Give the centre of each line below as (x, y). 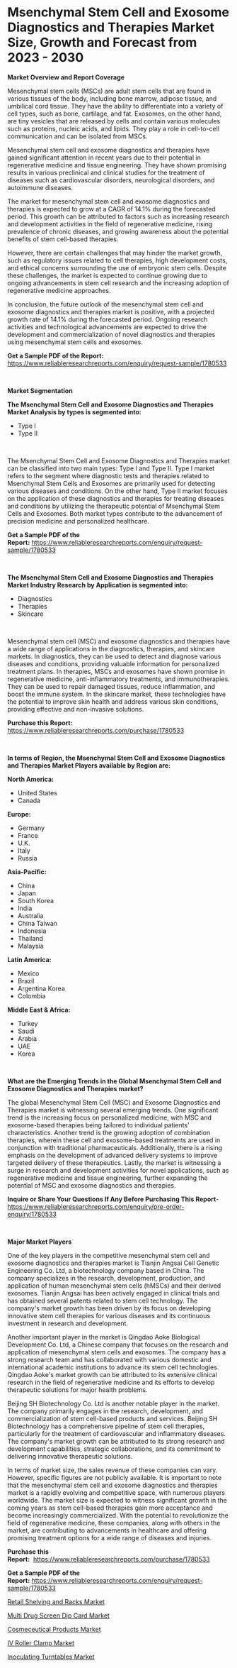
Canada (29, 800)
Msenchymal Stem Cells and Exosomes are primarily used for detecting (111, 483)
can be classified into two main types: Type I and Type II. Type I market (111, 468)
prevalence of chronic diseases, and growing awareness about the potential (118, 231)
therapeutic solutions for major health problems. (77, 1390)
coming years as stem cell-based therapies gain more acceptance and (110, 1508)
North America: (31, 779)
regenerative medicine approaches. (59, 290)
